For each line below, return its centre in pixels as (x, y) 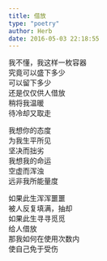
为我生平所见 (30, 141)
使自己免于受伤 (33, 249)
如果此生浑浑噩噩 (37, 199)
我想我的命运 (30, 161)
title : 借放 (27, 16)
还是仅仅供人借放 (37, 93)
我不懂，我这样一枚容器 (47, 62)
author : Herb (30, 31)
